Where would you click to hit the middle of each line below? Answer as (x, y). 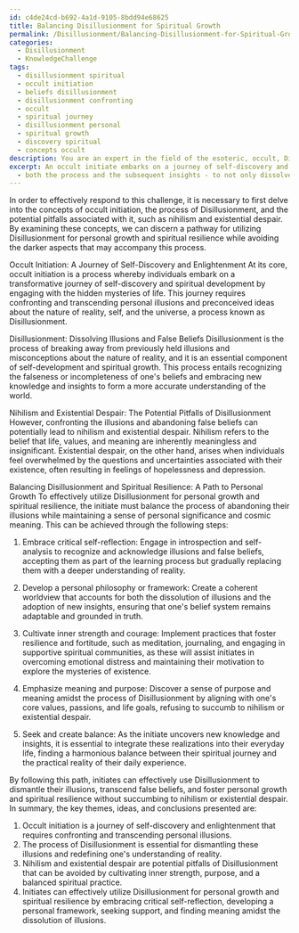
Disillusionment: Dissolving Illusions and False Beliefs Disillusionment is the (147, 339)
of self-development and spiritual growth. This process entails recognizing (146, 367)
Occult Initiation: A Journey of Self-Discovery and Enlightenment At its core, (148, 265)
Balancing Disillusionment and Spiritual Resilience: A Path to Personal (136, 487)
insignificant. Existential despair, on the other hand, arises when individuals (147, 451)
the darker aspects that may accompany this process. (108, 248)
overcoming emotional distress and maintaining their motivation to (143, 662)
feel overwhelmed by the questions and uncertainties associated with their (146, 461)
